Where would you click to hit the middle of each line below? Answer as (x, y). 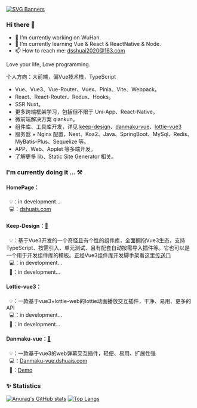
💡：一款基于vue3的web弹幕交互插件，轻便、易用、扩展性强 (82, 353)
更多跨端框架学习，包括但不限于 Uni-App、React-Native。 (86, 112)
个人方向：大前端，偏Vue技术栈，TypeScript (61, 77)
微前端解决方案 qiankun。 (47, 119)
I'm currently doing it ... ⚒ (44, 172)
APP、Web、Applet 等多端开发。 (56, 149)
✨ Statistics (24, 386)
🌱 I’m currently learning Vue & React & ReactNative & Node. (88, 44)
